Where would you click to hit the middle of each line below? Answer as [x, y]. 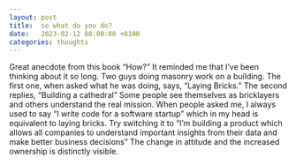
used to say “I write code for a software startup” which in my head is [134, 114]
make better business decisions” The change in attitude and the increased [144, 142]
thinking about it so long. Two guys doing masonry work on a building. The [145, 77]
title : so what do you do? [61, 26]
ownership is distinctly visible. [64, 152]
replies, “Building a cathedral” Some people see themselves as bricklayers [144, 95]
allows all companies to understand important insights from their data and [144, 132]
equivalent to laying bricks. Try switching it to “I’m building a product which [146, 124]
